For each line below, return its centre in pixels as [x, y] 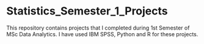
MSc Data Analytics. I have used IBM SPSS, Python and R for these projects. [102, 34]
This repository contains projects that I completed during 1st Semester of [98, 28]
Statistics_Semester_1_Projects [87, 11]
